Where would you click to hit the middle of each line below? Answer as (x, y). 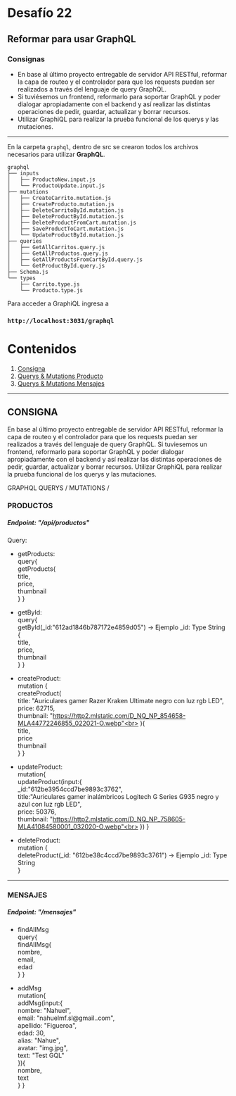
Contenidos (42, 349)
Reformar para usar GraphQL (72, 39)
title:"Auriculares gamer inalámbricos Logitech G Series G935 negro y (118, 797)
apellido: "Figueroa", (47, 1026)
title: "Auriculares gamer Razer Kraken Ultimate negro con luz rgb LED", (121, 701)
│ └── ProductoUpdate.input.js (56, 185)
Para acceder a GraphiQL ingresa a (58, 303)
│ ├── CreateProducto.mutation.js (61, 204)
